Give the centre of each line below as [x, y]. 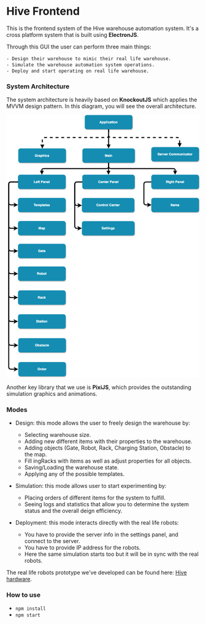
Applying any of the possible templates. [74, 474]
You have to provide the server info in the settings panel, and [101, 534]
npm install [30, 609]
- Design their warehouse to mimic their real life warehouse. [89, 59]
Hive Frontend [43, 11]
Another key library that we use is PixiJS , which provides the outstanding [99, 387]
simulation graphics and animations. [52, 393]
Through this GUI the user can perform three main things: [79, 47]
